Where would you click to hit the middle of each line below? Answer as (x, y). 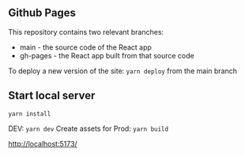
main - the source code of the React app (86, 47)
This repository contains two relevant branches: (86, 32)
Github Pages (42, 13)
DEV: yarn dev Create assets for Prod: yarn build (88, 128)
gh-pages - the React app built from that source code (107, 55)
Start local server (52, 96)
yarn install (30, 113)
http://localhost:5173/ (43, 143)
